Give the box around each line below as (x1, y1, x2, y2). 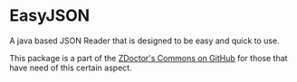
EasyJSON (9, 5, 91, 26)
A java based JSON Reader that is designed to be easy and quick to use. (9, 35, 280, 46)
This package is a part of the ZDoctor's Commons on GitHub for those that (9, 52, 288, 63)
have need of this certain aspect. (9, 62, 133, 73)
